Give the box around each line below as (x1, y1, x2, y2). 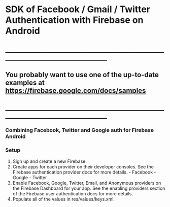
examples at (5, 78, 45, 87)
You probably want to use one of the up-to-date (5, 70, 159, 79)
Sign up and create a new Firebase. (12, 158, 87, 164)
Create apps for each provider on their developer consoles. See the (12, 163, 154, 169)
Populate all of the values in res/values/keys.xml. (12, 196, 115, 202)
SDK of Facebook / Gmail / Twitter (5, 4, 151, 15)
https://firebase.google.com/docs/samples (5, 86, 146, 95)
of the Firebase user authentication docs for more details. (12, 190, 133, 196)
